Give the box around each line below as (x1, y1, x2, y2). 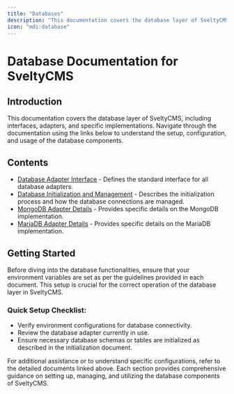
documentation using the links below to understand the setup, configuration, (7, 129, 227, 137)
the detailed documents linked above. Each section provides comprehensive (7, 364, 226, 373)
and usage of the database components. (7, 137, 124, 145)
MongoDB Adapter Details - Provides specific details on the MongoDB (17, 205, 219, 213)
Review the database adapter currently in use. (17, 328, 150, 337)
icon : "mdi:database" (7, 23, 70, 30)
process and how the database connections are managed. (17, 197, 185, 206)
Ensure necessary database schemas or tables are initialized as (17, 336, 200, 344)
